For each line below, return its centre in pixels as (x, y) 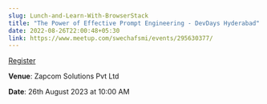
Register (22, 61)
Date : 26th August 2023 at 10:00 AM (69, 92)
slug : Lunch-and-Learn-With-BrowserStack (79, 16)
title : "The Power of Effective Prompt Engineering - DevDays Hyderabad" (134, 23)
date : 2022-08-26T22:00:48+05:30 (64, 30)
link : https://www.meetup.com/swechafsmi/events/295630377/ (111, 38)
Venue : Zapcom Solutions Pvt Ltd (64, 76)
